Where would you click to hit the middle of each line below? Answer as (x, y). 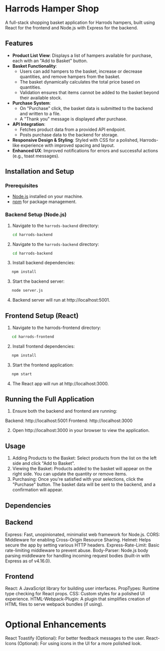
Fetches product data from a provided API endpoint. (73, 129)
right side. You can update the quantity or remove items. (70, 474)
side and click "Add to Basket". (44, 463)
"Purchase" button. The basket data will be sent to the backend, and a (84, 485)
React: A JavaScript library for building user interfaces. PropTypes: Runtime (82, 588)
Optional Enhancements (56, 624)
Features (19, 44)
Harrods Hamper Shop (52, 9)
